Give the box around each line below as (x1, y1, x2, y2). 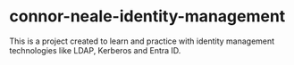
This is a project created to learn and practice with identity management (9, 36, 275, 46)
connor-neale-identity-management (9, 6, 286, 27)
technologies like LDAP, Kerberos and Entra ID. (9, 45, 181, 55)
